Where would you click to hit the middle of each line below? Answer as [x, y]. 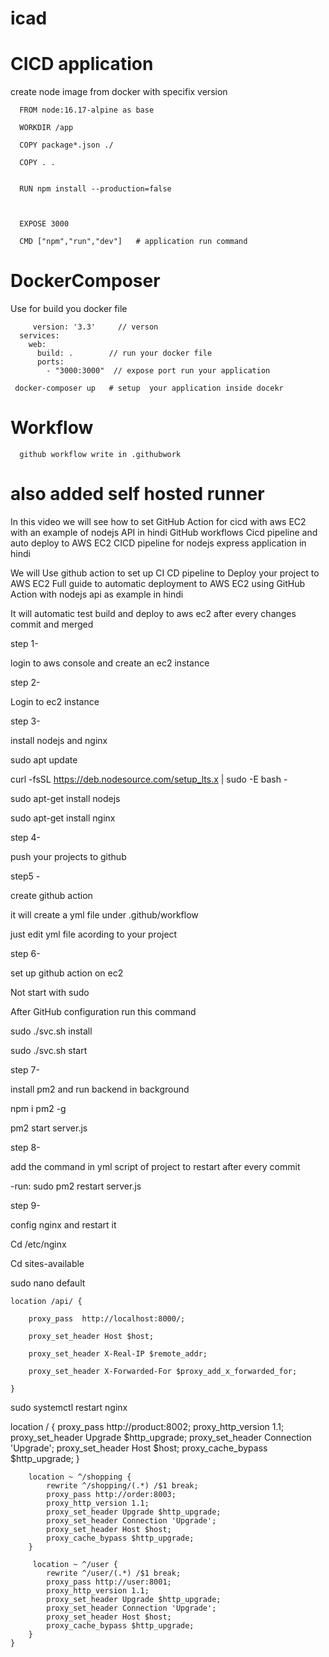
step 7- [25, 1069]
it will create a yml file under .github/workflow [104, 914]
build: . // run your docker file [124, 353]
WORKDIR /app [46, 128]
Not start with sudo [50, 992]
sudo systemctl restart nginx [69, 1407]
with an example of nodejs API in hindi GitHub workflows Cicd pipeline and [164, 532]
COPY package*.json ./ [66, 145]
